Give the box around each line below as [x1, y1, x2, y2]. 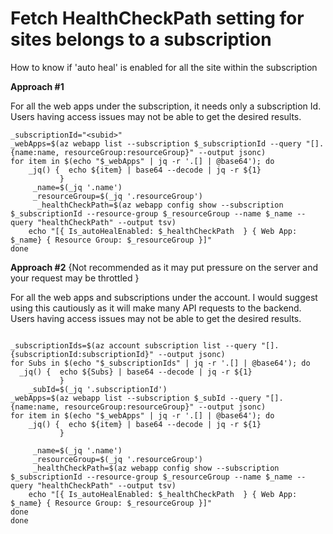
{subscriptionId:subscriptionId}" [10, 349, 155, 359]
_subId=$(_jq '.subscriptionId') [28, 384, 168, 394]
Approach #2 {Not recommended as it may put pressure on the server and [10, 261, 319, 273]
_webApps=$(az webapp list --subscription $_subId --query [10, 393, 262, 403]
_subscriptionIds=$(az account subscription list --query [10, 340, 257, 351]
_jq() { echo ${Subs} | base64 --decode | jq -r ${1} [19, 367, 253, 377]
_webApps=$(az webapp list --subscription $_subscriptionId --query [10, 138, 302, 149]
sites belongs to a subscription [10, 28, 272, 51]
